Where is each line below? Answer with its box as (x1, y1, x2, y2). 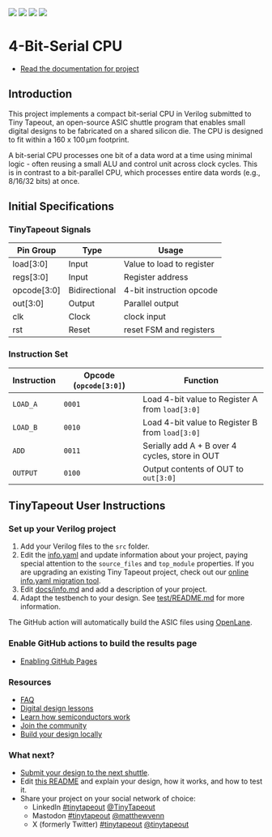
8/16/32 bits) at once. (8, 176, 80, 186)
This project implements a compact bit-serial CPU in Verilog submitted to (8, 109, 252, 118)
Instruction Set (8, 348, 69, 360)
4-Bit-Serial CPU (8, 37, 123, 56)
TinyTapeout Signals (8, 224, 91, 235)
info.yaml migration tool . (19, 576, 101, 586)
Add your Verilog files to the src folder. (19, 541, 150, 551)
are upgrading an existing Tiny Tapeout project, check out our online (19, 567, 249, 577)
